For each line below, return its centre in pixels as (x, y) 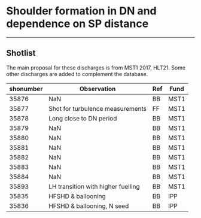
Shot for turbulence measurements (98, 108)
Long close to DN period (83, 118)
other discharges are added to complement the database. (77, 74)
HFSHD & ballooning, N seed (89, 206)
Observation (98, 89)
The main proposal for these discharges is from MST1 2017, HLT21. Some (96, 68)
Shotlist (21, 53)
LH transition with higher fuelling (94, 186)
